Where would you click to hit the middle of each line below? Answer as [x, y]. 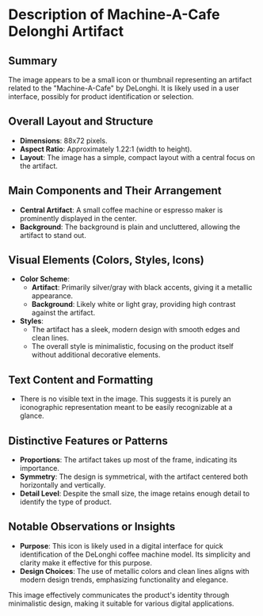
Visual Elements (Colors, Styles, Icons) [106, 260]
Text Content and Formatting [81, 379]
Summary [33, 61]
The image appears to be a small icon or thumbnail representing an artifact [130, 80]
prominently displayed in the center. [78, 218]
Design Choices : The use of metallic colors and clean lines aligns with [134, 571]
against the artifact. [63, 313]
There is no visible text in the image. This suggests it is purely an [125, 399]
